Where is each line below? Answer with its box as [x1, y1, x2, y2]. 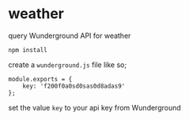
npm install [8, 46, 47, 54]
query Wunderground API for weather [8, 31, 131, 40]
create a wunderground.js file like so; [8, 60, 127, 69]
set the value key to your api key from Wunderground [8, 103, 182, 112]
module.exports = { [8, 75, 73, 83]
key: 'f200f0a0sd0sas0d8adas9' [22, 82, 126, 90]
